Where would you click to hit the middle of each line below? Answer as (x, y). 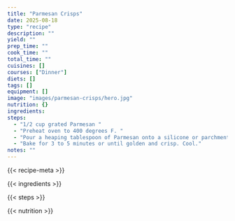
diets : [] (22, 79)
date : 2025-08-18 (33, 20)
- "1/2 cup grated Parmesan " (57, 124)
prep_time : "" (28, 46)
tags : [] (20, 85)
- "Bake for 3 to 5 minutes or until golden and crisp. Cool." (107, 144)
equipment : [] (28, 92)
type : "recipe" (29, 27)
